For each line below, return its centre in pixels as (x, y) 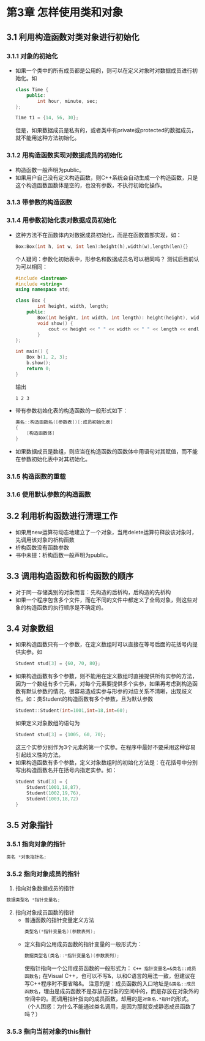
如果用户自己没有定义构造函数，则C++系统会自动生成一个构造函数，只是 (106, 177)
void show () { (55, 323)
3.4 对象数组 (30, 629)
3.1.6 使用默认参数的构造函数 (49, 494)
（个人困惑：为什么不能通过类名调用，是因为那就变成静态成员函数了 (110, 1006)
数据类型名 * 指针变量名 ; (33, 900)
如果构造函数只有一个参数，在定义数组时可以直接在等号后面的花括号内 (104, 644)
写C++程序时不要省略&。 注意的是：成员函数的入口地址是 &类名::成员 (110, 983)
